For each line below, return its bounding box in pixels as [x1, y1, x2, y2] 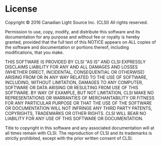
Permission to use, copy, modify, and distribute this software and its [5, 29, 140, 34]
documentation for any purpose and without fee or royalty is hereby [5, 34, 140, 40]
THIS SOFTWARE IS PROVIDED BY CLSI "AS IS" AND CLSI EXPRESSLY [5, 59, 146, 65]
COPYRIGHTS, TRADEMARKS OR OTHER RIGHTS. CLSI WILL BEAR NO [5, 110, 146, 116]
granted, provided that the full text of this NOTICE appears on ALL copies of [5, 39, 156, 45]
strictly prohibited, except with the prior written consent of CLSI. [5, 135, 133, 141]
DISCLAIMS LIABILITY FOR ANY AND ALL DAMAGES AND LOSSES [5, 64, 138, 70]
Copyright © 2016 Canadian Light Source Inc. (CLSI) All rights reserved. [5, 19, 148, 25]
